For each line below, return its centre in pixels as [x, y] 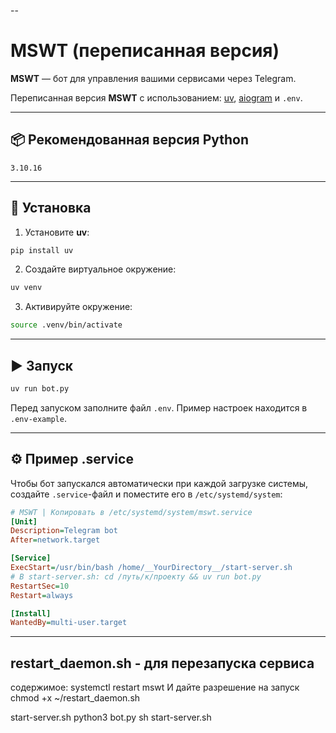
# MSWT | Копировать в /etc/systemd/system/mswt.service [131, 512]
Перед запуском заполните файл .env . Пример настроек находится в [159, 407]
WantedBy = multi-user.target [69, 623]
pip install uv [42, 250]
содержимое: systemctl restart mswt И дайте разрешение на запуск [155, 687]
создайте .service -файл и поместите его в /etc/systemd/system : [146, 494]
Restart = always [42, 595]
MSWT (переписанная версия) [145, 51]
